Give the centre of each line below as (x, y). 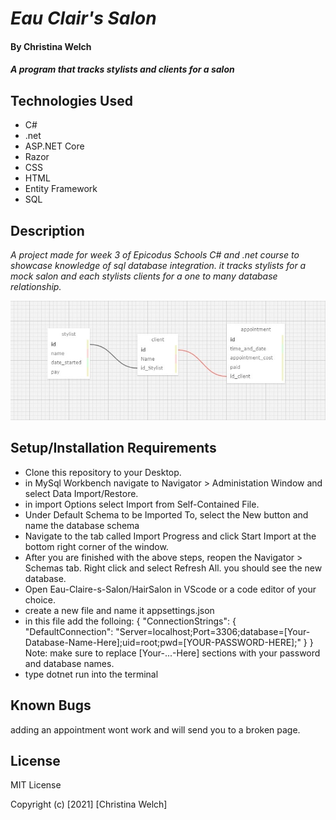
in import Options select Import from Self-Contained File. (142, 504)
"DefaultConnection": (69, 631)
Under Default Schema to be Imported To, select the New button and (166, 514)
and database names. (69, 663)
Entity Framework (61, 189)
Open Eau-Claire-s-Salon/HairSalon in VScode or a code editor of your (170, 589)
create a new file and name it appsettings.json (119, 610)
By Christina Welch (51, 46)
